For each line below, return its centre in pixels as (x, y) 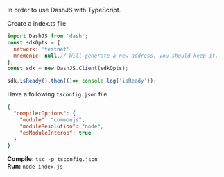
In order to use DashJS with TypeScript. (64, 10)
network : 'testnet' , (43, 49)
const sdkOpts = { (34, 42)
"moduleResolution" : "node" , (62, 126)
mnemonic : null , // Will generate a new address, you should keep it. (116, 56)
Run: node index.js (35, 167)
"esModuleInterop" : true (55, 133)
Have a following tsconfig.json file (57, 94)
